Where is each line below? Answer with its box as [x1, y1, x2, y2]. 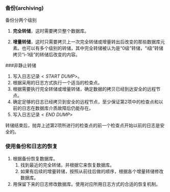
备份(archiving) [5, 4, 44, 11]
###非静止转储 [5, 62, 37, 68]
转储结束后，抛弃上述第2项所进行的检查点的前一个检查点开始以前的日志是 [5, 123, 160, 129]
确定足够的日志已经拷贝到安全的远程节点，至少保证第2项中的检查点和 [12, 99, 159, 105]
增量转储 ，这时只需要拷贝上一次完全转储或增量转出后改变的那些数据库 [12, 39, 161, 45]
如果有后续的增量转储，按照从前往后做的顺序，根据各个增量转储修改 [20, 168, 164, 174]
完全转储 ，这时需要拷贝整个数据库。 [12, 28, 89, 34]
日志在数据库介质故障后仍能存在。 [21, 105, 93, 111]
